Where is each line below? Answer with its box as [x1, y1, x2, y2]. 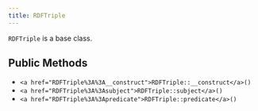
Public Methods [8, 56, 88, 70]
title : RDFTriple [8, 11, 66, 20]
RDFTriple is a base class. [8, 33, 93, 43]
